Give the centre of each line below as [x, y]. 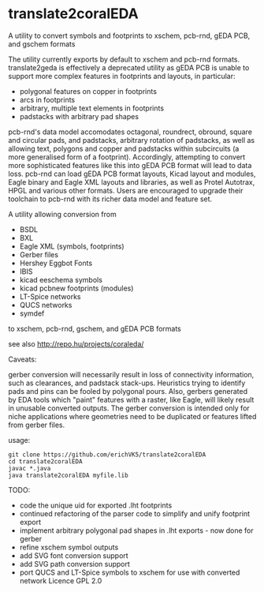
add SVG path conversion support [74, 564]
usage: [19, 440]
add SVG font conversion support [74, 555]
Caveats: [22, 359]
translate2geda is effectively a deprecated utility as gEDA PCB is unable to [129, 67]
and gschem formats [42, 43]
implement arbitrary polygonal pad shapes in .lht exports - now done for [136, 530]
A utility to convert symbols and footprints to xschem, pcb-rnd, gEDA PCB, [129, 36]
